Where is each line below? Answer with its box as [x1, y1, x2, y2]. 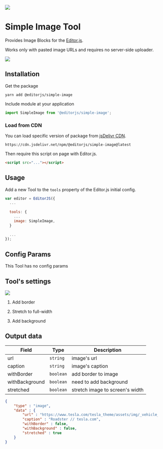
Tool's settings [5, 277, 51, 286]
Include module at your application [5, 101, 74, 107]
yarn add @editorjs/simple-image [5, 92, 73, 97]
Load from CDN [5, 122, 42, 128]
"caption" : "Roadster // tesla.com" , [22, 417, 101, 422]
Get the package [5, 83, 38, 89]
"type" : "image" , [14, 403, 51, 408]
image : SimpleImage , [14, 218, 55, 223]
